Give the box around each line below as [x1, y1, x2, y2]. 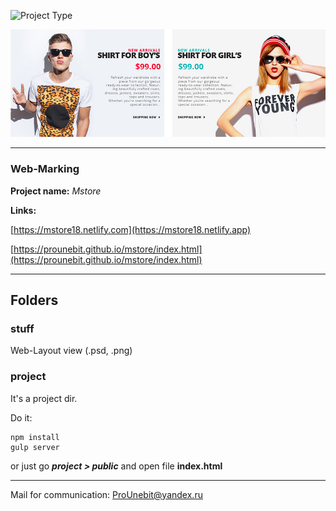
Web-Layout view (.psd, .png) [10, 345, 133, 357]
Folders [10, 292, 59, 309]
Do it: [10, 411, 33, 424]
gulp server [10, 442, 60, 452]
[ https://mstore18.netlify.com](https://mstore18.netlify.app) [10, 223, 252, 235]
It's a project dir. [10, 392, 78, 404]
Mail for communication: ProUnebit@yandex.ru [10, 488, 203, 500]
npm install [10, 432, 60, 442]
